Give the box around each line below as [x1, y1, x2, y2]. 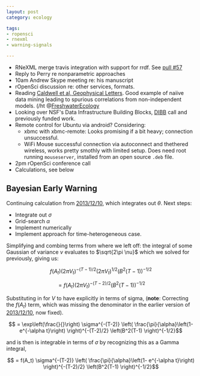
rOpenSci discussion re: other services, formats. [14, 83, 135, 90]
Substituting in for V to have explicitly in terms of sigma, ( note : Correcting [6, 294, 189, 301]
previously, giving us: [6, 254, 59, 262]
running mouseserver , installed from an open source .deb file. [23, 153, 174, 160]
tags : [6, 25, 20, 31]
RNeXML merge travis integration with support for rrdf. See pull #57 [14, 64, 183, 71]
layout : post [6, 8, 39, 15]
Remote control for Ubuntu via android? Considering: [14, 122, 146, 128]
